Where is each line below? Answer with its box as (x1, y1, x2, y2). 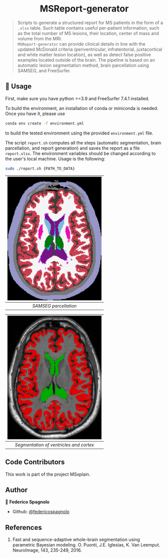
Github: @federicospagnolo (12, 509, 70, 515)
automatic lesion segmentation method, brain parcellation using (17, 62, 149, 68)
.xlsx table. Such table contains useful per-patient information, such (17, 25, 159, 31)
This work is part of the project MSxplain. (5, 471, 91, 477)
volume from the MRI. (17, 36, 63, 42)
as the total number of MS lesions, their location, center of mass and (17, 30, 159, 36)
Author (5, 485, 28, 494)
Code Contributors (5, 458, 65, 467)
